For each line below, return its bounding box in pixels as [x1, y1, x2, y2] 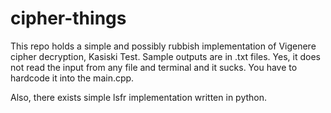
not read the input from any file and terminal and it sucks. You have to [10, 61, 298, 73]
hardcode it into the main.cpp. [10, 72, 135, 84]
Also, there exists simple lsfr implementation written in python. [10, 91, 268, 103]
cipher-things [10, 7, 127, 30]
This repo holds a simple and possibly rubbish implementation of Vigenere [10, 40, 317, 52]
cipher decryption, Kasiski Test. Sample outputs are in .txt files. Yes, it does [10, 50, 321, 62]
